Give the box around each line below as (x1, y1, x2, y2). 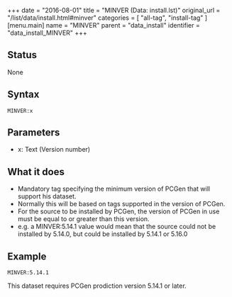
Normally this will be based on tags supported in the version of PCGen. (17, 200, 226, 208)
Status (7, 49, 38, 61)
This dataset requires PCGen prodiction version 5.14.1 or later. (7, 281, 187, 290)
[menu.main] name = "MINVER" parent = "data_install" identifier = (7, 21, 200, 29)
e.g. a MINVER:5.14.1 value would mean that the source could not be (17, 223, 216, 231)
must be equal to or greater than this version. (17, 215, 150, 223)
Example (7, 250, 47, 262)
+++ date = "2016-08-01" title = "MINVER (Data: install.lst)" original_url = (7, 6, 221, 14)
